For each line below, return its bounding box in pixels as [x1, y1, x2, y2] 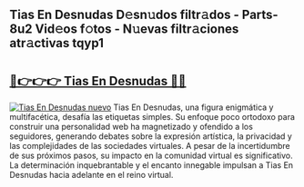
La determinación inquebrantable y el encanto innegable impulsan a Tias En [9, 160, 294, 171]
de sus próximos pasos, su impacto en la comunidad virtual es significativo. [9, 150, 293, 161]
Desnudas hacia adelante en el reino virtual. [9, 170, 174, 180]
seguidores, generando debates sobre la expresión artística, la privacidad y [9, 131, 293, 142]
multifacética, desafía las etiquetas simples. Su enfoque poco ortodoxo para [9, 112, 296, 122]
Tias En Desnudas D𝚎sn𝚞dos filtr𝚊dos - [9, 7, 239, 23]
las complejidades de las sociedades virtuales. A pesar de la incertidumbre [9, 141, 290, 151]
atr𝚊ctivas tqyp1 [9, 35, 105, 51]
